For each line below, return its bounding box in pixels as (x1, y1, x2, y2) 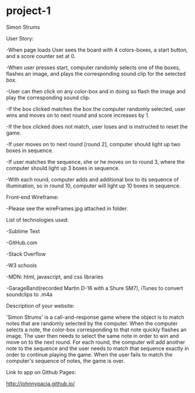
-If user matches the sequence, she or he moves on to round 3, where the (6, 158, 185, 165)
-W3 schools (6, 261, 37, 268)
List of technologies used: (6, 216, 69, 223)
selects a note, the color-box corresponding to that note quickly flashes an (6, 326, 187, 333)
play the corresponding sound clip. (6, 94, 91, 101)
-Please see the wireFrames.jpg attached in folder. (6, 204, 128, 212)
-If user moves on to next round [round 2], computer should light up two (6, 140, 181, 147)
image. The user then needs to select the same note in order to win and (6, 332, 179, 339)
